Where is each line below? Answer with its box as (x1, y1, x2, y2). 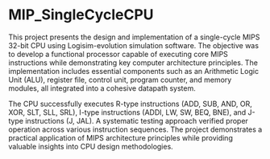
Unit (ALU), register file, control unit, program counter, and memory (8, 75, 232, 84)
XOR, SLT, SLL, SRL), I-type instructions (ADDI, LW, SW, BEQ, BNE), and (8, 107, 247, 117)
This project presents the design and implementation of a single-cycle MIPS (8, 32, 260, 42)
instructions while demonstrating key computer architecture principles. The (8, 58, 258, 67)
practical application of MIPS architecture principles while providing (8, 132, 234, 142)
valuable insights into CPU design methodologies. (8, 141, 173, 151)
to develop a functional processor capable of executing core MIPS (8, 49, 228, 59)
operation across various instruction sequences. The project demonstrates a (8, 124, 263, 134)
